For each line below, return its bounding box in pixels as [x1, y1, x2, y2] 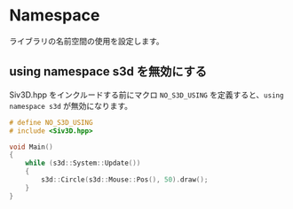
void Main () [9, 143, 53, 151]
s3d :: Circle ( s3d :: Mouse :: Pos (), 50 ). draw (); [41, 175, 209, 184]
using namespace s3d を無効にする [9, 64, 207, 80]
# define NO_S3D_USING [9, 118, 93, 127]
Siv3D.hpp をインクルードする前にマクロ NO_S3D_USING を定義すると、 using [9, 89, 284, 100]
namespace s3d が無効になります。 [9, 100, 133, 111]
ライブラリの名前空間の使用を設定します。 [9, 35, 164, 46]
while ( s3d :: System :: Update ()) [25, 159, 141, 168]
